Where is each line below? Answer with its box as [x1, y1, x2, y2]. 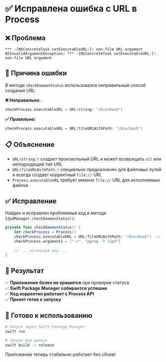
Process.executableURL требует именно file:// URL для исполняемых [12, 177, 160, 183]
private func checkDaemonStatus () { [5, 225, 81, 230]
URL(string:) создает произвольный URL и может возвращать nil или [12, 156, 162, 162]
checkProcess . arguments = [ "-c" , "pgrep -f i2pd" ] [14, 239, 121, 244]
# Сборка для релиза [5, 338, 48, 343]
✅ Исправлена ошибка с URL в [5, 3, 137, 14]
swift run [5, 329, 26, 334]
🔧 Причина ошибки [5, 69, 67, 78]
